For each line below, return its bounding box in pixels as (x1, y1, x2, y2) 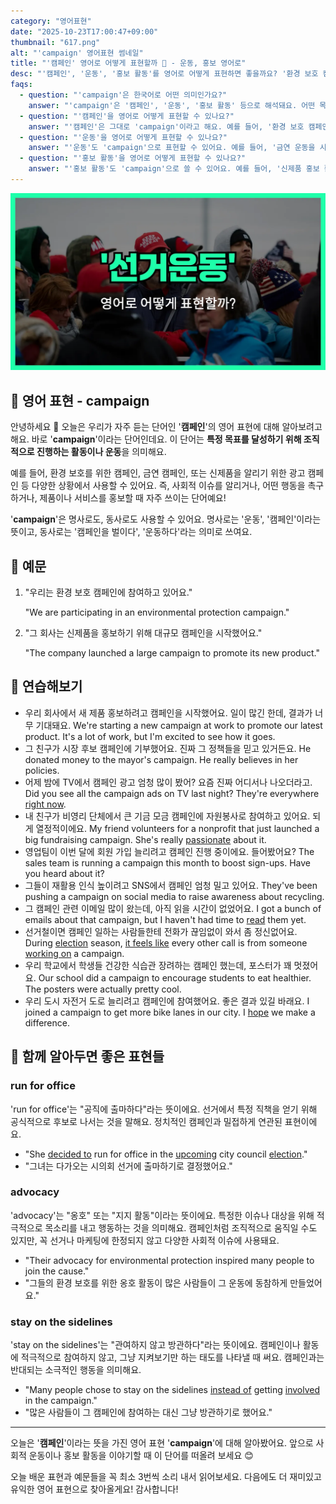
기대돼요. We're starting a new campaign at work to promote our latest (35, 719, 323, 731)
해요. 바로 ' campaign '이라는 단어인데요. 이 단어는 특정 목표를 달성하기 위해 (10, 433, 302, 445)
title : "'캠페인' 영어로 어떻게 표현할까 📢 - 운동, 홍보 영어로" (10, 58, 247, 69)
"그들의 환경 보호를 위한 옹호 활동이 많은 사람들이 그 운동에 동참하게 (24, 1276, 288, 1289)
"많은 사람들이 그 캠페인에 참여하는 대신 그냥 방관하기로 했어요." (24, 1406, 273, 1419)
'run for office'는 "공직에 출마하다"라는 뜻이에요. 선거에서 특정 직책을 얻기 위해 (10, 1103, 318, 1115)
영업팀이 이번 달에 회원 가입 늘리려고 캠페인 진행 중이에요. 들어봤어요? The (24, 845, 315, 857)
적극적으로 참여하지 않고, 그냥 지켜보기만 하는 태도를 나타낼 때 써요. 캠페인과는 (20, 1351, 325, 1364)
